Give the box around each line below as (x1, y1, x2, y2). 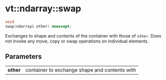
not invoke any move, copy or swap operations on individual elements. (5, 38, 149, 44)
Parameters (5, 52, 42, 61)
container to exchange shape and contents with (25, 66, 136, 73)
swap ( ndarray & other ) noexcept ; (5, 24, 72, 29)
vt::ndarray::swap (5, 3, 81, 14)
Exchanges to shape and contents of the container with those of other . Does (5, 33, 162, 39)
